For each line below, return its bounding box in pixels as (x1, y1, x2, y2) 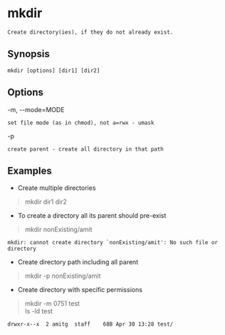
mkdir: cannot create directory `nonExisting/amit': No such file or (7, 239, 219, 246)
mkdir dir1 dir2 (24, 198, 68, 206)
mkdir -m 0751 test (24, 299, 80, 308)
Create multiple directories (17, 184, 96, 192)
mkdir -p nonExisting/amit (24, 271, 101, 280)
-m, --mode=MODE (7, 105, 66, 114)
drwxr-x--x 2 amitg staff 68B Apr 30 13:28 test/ (7, 321, 174, 328)
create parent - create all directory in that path (7, 145, 164, 153)
